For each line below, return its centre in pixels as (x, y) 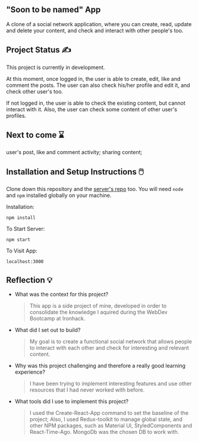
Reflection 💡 (29, 280)
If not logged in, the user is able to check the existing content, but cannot (96, 103)
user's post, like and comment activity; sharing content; (74, 152)
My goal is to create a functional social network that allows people (111, 342)
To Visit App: (22, 251)
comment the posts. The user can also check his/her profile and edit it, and (98, 85)
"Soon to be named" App (54, 10)
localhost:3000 (25, 262)
